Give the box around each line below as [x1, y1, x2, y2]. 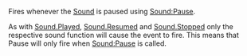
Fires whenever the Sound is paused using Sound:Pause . [8, 7, 196, 16]
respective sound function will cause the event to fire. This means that [8, 31, 239, 39]
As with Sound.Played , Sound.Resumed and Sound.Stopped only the [8, 22, 233, 31]
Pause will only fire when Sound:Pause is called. [8, 39, 167, 48]
